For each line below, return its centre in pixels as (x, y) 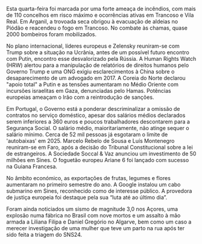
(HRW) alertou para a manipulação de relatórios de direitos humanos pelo (98, 65)
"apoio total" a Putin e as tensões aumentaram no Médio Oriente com (93, 84)
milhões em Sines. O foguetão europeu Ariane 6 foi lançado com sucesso (98, 160)
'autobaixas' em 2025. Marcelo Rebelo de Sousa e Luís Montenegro (90, 141)
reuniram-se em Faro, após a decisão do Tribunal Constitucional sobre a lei (99, 147)
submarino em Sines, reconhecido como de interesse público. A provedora (99, 191)
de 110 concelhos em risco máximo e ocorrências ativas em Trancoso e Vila (100, 15)
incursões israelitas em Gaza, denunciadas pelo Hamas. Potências (89, 91)
